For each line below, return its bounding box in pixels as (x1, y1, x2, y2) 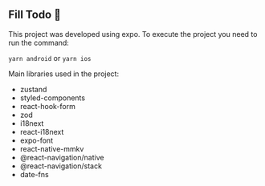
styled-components (19, 93, 86, 103)
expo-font (19, 135, 54, 145)
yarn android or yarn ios (8, 53, 92, 63)
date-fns (19, 169, 50, 179)
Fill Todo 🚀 (8, 8, 62, 22)
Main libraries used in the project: (8, 69, 119, 79)
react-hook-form (19, 101, 76, 111)
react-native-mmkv (19, 144, 84, 153)
